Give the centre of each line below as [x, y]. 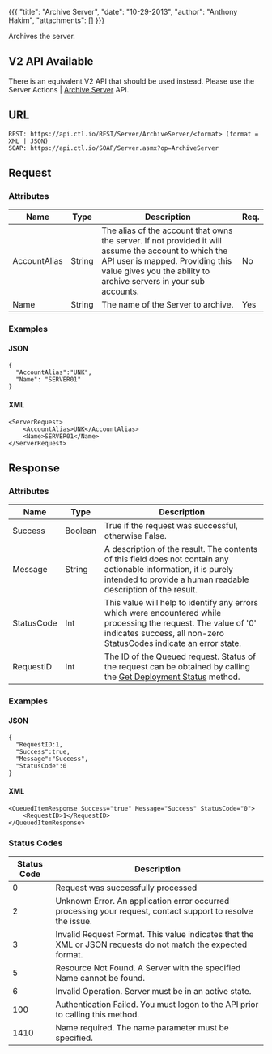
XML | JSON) [28, 141]
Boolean [81, 531]
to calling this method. [98, 1014]
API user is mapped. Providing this [167, 261]
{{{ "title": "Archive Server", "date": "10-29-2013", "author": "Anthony [123, 12]
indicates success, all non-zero [164, 634]
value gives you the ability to [156, 271]
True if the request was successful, [171, 526]
